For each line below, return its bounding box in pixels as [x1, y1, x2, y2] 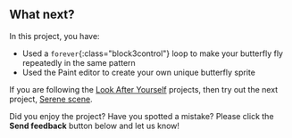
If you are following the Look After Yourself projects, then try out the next [9, 84, 279, 94]
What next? [9, 7, 75, 22]
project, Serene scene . [9, 93, 93, 104]
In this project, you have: [9, 30, 100, 41]
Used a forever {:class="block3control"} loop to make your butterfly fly [21, 48, 284, 59]
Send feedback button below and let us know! [9, 120, 180, 131]
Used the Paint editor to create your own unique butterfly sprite [21, 67, 256, 77]
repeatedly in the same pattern [21, 57, 136, 68]
